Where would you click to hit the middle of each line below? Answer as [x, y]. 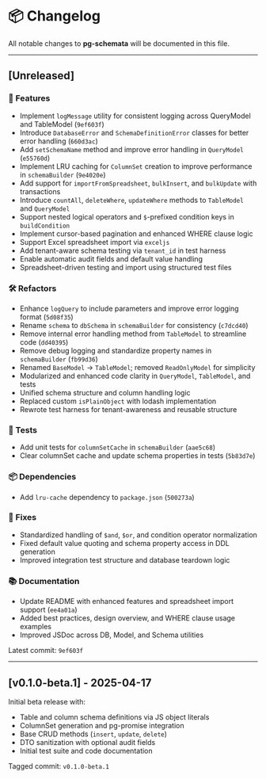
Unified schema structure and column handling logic [105, 392]
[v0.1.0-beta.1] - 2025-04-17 [80, 683]
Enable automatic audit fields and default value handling [111, 258]
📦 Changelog [55, 16]
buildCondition [45, 226]
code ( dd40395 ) [44, 342]
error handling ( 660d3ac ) [59, 141]
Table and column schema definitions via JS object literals [114, 717]
